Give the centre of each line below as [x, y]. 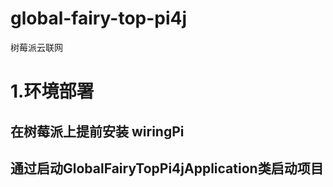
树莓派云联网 [36, 47]
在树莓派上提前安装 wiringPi [97, 131]
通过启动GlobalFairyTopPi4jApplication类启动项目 [167, 168]
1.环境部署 [52, 91]
